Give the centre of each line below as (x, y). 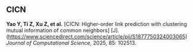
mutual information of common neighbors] (58, 30)
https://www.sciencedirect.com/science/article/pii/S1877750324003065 (97, 36)
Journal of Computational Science (48, 43)
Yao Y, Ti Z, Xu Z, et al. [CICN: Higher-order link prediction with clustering (96, 24)
